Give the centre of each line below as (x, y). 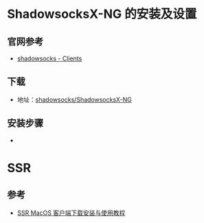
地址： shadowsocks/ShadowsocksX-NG (75, 99)
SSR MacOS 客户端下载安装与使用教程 (71, 213)
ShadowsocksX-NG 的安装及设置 (102, 14)
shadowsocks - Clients (49, 58)
